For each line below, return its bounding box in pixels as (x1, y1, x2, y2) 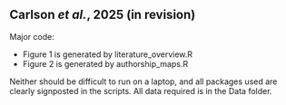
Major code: (9, 31, 54, 42)
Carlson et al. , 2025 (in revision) (9, 7, 196, 23)
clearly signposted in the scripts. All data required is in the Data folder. (9, 85, 272, 96)
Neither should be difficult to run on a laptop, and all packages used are (9, 76, 278, 87)
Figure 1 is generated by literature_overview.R (22, 49, 193, 60)
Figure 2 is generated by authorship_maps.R (22, 58, 189, 69)
